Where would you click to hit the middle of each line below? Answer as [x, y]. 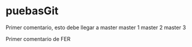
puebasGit [32, 11]
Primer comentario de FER [38, 39]
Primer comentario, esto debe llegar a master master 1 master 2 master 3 [96, 27]
